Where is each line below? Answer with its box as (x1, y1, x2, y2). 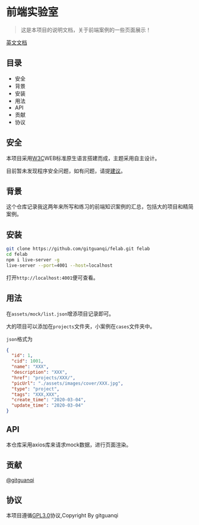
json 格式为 (6, 335, 33, 342)
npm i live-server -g (6, 257, 60, 262)
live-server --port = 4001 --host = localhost (6, 262, 113, 268)
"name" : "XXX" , (11, 364, 49, 370)
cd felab (6, 251, 28, 258)
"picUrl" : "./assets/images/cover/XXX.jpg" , (11, 380, 124, 386)
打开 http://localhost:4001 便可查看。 (6, 274, 99, 281)
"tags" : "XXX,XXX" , (11, 391, 60, 398)
